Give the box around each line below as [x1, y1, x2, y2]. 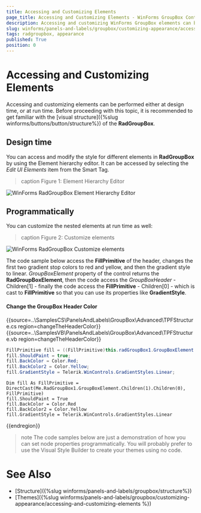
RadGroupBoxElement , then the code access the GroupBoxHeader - [6, 277, 176, 284]
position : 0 [6, 43, 36, 49]
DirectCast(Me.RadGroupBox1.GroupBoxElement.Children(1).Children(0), [6, 385, 186, 392]
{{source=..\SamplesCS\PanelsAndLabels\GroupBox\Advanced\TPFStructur [6, 316, 193, 323]
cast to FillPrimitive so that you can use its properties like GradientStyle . [6, 289, 187, 296]
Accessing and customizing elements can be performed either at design [6, 100, 184, 108]
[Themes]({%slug [14, 493, 59, 501]
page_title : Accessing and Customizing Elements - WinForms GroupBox [6, 14, 184, 20]
